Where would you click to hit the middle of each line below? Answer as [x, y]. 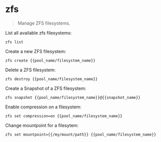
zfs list [14, 42]
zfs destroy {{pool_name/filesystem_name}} [52, 79]
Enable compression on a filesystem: [43, 107]
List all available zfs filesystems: [38, 33]
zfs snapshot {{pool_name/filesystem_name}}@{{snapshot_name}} [73, 97]
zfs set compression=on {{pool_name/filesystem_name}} [64, 116]
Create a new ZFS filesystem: [36, 51]
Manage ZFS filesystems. [44, 23]
